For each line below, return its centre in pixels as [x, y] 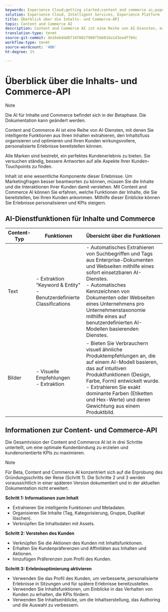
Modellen [97, 329]
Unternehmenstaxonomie [116, 310]
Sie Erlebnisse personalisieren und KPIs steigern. [56, 203]
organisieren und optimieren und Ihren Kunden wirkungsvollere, [71, 141]
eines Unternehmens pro [115, 304]
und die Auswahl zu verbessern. [45, 605]
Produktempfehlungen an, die [121, 356]
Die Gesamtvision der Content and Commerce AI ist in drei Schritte [74, 442]
